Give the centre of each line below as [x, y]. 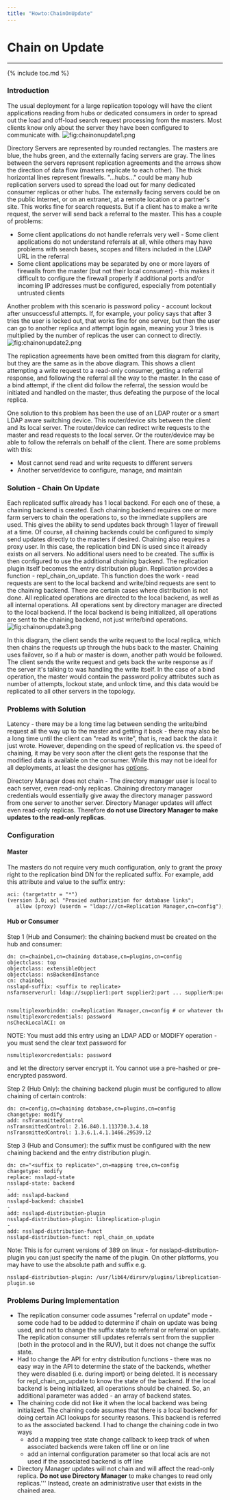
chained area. [36, 1490]
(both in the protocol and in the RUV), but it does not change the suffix [116, 1345]
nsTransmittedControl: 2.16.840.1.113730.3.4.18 [78, 1126]
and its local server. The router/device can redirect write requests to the [108, 427]
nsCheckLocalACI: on [37, 1023]
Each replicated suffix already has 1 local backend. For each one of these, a [114, 503]
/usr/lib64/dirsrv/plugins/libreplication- [159, 1277]
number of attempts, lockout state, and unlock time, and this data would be [113, 684]
